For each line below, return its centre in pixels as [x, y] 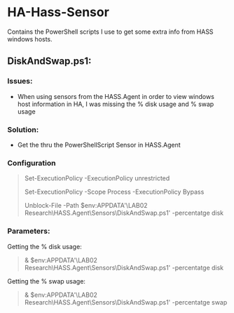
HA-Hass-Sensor [58, 12]
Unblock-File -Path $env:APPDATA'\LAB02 [86, 206]
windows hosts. [30, 39]
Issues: [20, 81]
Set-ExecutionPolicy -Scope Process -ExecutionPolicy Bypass [114, 192]
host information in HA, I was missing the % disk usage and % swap [116, 104]
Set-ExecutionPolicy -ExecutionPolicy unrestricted [97, 178]
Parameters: [29, 231]
